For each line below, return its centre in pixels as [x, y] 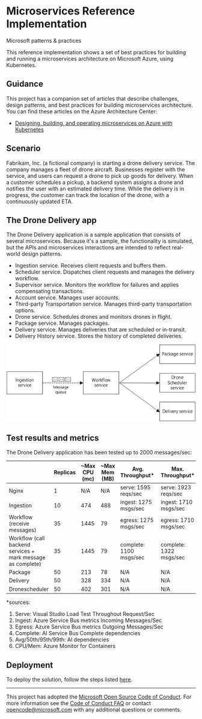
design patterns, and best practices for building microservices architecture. [100, 105]
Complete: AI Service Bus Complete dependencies [78, 633]
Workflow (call [27, 538]
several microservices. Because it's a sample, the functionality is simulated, [100, 241]
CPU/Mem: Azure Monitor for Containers [65, 646]
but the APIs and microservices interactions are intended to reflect [88, 248]
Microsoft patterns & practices [44, 40]
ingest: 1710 [177, 502]
